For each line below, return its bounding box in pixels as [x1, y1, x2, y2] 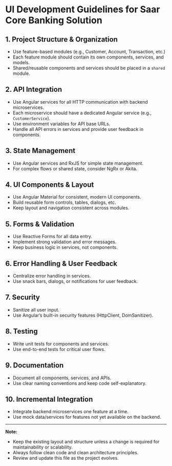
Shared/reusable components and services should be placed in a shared [12, 65, 165, 71]
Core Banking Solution [5, 14, 102, 26]
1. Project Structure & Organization [5, 35, 118, 44]
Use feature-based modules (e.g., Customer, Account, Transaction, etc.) [12, 49, 165, 54]
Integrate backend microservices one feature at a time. [12, 409, 129, 415]
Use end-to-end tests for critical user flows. [12, 346, 106, 352]
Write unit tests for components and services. [12, 340, 109, 347]
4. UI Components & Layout [5, 181, 94, 189]
